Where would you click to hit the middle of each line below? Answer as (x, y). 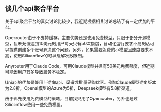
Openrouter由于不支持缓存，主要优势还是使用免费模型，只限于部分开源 (76, 37)
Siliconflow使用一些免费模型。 (35, 104)
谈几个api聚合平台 (32, 9)
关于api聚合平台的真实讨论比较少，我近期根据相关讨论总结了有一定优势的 (78, 21)
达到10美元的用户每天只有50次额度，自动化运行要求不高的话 (90, 43)
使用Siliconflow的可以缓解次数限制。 (50, 56)
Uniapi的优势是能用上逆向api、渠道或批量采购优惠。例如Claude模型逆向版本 (81, 82)
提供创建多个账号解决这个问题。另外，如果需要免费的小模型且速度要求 (79, 49)
